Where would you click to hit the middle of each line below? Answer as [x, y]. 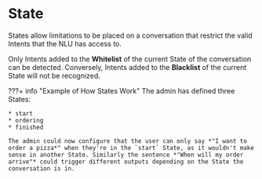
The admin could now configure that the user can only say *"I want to [127, 141]
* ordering [26, 120]
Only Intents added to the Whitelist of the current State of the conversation [130, 59]
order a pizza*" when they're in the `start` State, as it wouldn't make [131, 148]
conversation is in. [42, 168]
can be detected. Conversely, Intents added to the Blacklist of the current [127, 67]
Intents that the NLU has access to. [65, 43]
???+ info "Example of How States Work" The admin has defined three [122, 90]
